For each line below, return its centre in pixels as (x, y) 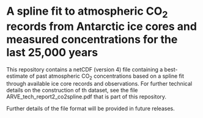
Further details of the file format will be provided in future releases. (91, 109)
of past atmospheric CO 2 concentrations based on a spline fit (107, 76)
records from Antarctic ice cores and (102, 26)
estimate (17, 76)
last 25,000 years (52, 52)
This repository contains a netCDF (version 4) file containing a (85, 69)
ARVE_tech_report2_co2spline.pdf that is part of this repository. (87, 97)
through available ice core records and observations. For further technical (99, 84)
